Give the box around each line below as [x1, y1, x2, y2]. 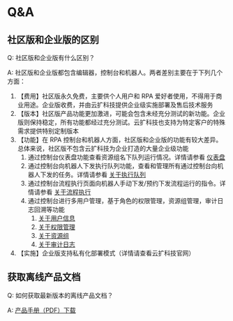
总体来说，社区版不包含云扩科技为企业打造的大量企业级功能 [17, 144, 189, 152]
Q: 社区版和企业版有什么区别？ [7, 54, 96, 61]
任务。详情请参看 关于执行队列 [58, 170, 146, 179]
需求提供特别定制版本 [17, 127, 79, 135]
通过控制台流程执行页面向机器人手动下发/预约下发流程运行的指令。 [27, 179, 220, 187]
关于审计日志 [38, 240, 75, 248]
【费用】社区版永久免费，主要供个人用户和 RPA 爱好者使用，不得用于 [17, 92, 216, 100]
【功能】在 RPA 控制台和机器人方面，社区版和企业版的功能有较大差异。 [17, 135, 223, 144]
